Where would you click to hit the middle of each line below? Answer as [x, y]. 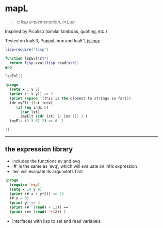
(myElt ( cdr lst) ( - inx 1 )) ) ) [54, 116]
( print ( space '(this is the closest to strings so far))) [70, 98]
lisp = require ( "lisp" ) [27, 49]
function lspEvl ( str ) [27, 58]
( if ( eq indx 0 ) [32, 107]
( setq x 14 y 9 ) [26, 189]
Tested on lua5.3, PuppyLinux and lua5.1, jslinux [53, 41]
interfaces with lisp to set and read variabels [56, 221]
